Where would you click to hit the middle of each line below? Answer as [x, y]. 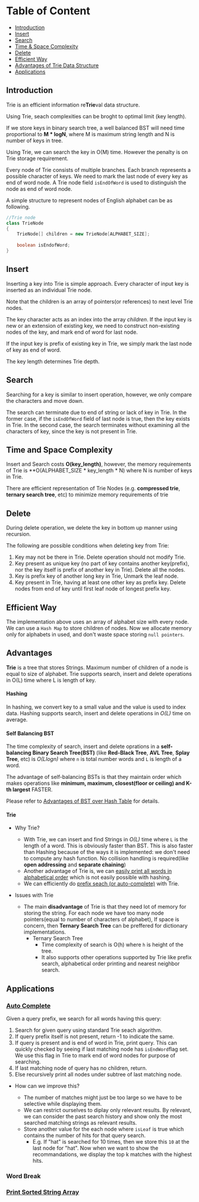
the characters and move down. [45, 400]
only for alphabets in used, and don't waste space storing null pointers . [95, 634]
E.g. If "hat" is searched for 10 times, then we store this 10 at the [111, 1142]
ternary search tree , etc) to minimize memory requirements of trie [87, 494]
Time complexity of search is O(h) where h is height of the [112, 945]
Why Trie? [27, 828]
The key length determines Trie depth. [53, 361]
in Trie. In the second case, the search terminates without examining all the [98, 425]
